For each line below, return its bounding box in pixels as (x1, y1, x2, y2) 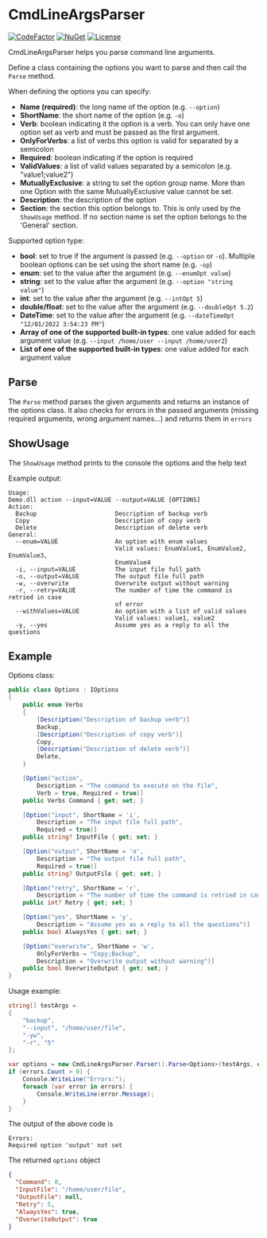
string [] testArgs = (8, 1002, 77, 1010)
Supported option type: (8, 236, 85, 245)
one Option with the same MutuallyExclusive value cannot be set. (19, 186, 234, 196)
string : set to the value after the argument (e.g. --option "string (19, 276, 233, 286)
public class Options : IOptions (8, 686, 119, 694)
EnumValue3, (8, 551, 48, 559)
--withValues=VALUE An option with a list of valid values (15, 607, 247, 615)
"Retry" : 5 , (15, 1200, 56, 1209)
